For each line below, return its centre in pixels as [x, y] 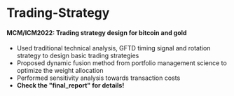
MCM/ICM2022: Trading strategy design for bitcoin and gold [97, 32]
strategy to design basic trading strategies [78, 56]
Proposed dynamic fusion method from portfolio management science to [122, 63]
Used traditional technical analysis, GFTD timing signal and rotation [113, 48]
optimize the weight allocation [60, 71]
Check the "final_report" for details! [70, 85]
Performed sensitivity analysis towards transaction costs [98, 78]
